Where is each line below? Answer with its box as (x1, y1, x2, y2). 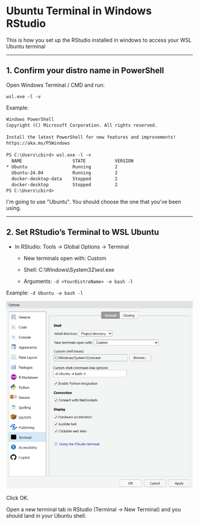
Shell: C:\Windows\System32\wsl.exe (23, 266, 114, 273)
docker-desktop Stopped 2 (11, 181, 118, 188)
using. (6, 204, 21, 212)
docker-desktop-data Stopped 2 (11, 175, 118, 182)
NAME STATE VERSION (11, 158, 134, 164)
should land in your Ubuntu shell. (6, 513, 87, 520)
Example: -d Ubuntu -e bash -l (6, 289, 84, 296)
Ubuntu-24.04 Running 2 (11, 169, 118, 176)
